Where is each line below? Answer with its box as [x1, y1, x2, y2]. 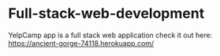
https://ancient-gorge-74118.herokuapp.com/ [8, 38, 155, 47]
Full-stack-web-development [8, 5, 205, 23]
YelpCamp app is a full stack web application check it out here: [8, 30, 213, 40]
